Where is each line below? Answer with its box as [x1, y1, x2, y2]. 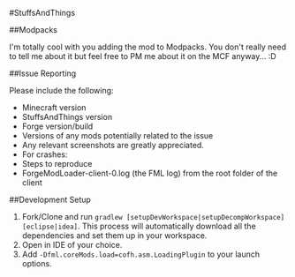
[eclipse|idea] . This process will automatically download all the [21, 221, 256, 231]
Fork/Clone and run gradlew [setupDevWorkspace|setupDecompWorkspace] [21, 212, 285, 221]
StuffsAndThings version [21, 112, 113, 122]
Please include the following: [9, 86, 114, 95]
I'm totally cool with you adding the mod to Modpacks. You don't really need [9, 41, 287, 52]
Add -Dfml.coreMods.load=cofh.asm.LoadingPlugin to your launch [21, 249, 261, 259]
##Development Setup [9, 194, 91, 205]
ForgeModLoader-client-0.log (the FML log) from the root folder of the [21, 168, 278, 178]
